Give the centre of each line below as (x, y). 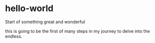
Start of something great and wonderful (45, 22)
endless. (14, 36)
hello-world (29, 8)
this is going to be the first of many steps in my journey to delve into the (78, 31)
